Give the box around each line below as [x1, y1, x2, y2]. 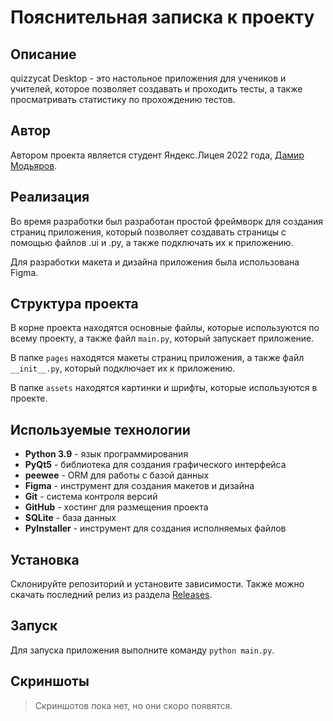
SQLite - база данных [24, 512, 117, 524]
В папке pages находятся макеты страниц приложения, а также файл [10, 352, 305, 364]
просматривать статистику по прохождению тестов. [10, 94, 236, 105]
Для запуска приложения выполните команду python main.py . [10, 644, 275, 656]
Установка [10, 551, 80, 568]
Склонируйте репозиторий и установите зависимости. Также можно [10, 578, 305, 590]
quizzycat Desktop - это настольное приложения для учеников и [10, 72, 287, 84]
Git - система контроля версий [24, 491, 158, 503]
